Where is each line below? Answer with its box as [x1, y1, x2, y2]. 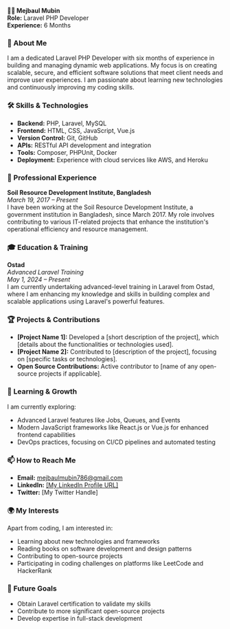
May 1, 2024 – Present [7, 275, 71, 284]
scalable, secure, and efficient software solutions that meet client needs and [7, 69, 223, 77]
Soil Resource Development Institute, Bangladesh [7, 188, 152, 196]
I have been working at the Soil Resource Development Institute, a [7, 203, 194, 211]
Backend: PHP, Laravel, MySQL [16, 119, 107, 127]
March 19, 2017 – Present [7, 195, 78, 204]
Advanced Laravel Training [7, 268, 84, 277]
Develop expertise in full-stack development [16, 614, 143, 622]
